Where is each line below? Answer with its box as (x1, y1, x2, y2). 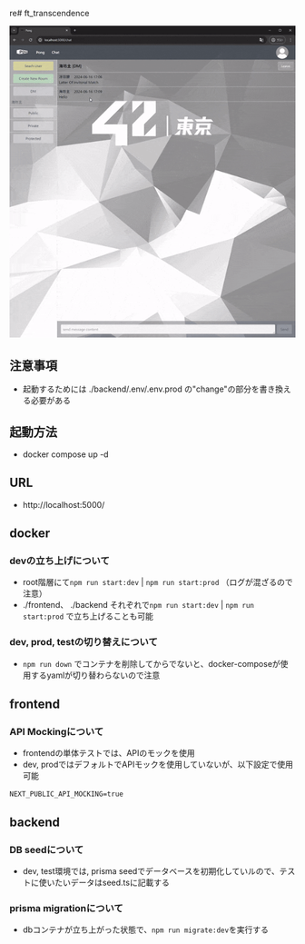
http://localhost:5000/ (22, 499, 105, 510)
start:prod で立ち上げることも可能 (22, 611, 154, 621)
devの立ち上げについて (9, 554, 111, 567)
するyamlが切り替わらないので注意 (30, 670, 161, 681)
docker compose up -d (22, 449, 109, 460)
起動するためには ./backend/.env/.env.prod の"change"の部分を (22, 383, 261, 394)
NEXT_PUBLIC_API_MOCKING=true (9, 790, 124, 799)
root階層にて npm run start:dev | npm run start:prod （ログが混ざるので (22, 577, 293, 588)
